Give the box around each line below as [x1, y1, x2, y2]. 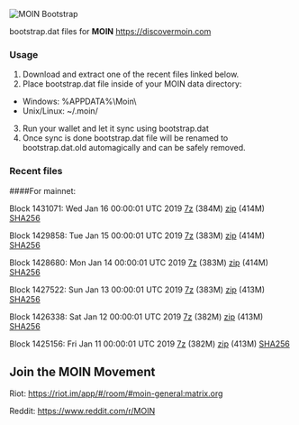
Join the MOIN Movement [9, 364, 156, 379]
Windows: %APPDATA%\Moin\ [22, 96, 137, 107]
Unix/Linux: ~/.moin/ [22, 106, 99, 116]
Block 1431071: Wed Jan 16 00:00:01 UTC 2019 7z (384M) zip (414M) [9, 203, 266, 214]
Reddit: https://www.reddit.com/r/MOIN [9, 406, 156, 417]
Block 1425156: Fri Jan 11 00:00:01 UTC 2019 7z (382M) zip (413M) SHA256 [9, 338, 290, 349]
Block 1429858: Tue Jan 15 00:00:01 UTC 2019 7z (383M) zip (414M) [9, 230, 266, 241]
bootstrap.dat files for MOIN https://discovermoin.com [9, 26, 212, 36]
